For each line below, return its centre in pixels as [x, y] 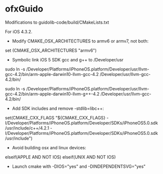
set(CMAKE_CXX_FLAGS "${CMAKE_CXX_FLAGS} [55, 117]
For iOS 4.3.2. [19, 31]
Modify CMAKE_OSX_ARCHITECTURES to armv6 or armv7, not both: [80, 41]
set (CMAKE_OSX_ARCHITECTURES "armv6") [51, 50]
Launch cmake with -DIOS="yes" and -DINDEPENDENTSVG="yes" [79, 166]
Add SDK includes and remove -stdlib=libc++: [58, 108]
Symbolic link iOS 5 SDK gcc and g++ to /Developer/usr [68, 59]
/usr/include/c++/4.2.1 [27, 128]
